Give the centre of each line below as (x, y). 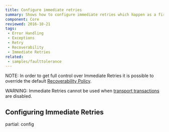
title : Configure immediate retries (44, 10)
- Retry (15, 43)
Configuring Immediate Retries (55, 112)
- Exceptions (21, 38)
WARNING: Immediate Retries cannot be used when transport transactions (82, 91)
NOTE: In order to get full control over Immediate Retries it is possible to (80, 76)
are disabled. (19, 96)
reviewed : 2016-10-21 (28, 24)
